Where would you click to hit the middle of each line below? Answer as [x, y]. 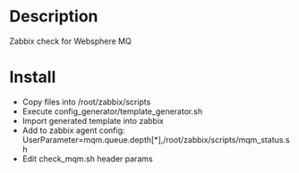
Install [33, 77]
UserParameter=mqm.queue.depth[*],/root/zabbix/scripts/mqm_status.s [156, 139]
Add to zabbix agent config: [73, 130]
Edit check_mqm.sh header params [88, 159]
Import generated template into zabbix [93, 120]
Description [54, 16]
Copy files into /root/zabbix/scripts [86, 102]
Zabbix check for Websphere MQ [70, 41]
